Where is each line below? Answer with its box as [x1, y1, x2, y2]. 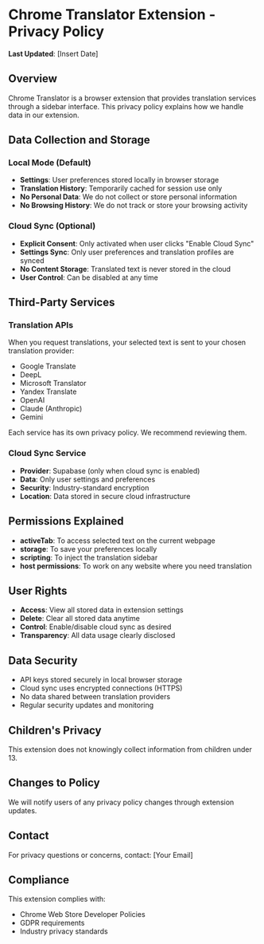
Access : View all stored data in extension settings [19, 605, 184, 615]
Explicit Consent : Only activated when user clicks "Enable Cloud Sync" [19, 238, 254, 248]
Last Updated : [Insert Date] [8, 49, 99, 58]
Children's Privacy [8, 723, 102, 737]
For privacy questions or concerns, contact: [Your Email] [8, 850, 193, 859]
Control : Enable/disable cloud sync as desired [19, 622, 172, 631]
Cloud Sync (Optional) [8, 221, 96, 232]
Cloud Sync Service [8, 448, 87, 459]
